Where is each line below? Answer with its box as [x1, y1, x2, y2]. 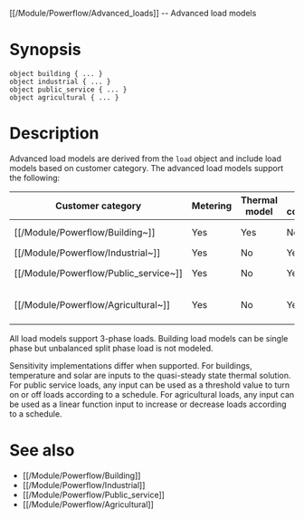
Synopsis [9, 40, 81, 60]
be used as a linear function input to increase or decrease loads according [9, 399, 287, 409]
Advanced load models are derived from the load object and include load [9, 153, 282, 164]
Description [9, 123, 100, 144]
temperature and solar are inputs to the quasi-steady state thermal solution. [9, 370, 291, 380]
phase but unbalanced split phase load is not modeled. [9, 342, 214, 353]
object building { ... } [9, 69, 103, 78]
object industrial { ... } [9, 77, 111, 86]
